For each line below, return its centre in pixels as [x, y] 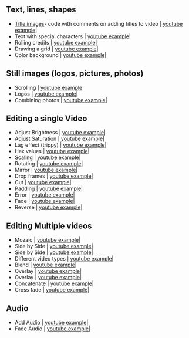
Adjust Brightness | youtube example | [60, 133]
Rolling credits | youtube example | [56, 42]
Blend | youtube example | [46, 265]
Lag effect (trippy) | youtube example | [60, 145]
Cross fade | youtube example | [52, 290]
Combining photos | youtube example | [61, 100]
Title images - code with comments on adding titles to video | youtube [99, 23]
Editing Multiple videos [49, 226]
